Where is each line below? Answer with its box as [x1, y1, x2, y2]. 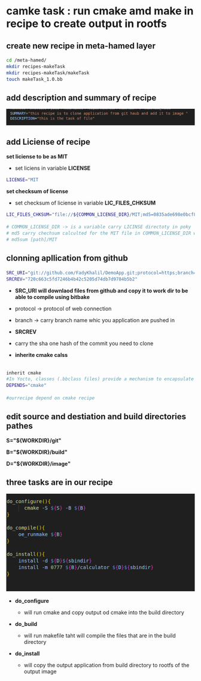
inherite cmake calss [14, 351, 68, 358]
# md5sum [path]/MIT [6, 237, 58, 243]
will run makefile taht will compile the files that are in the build [23, 632, 176, 639]
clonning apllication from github [6, 253, 129, 264]
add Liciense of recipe [6, 137, 91, 147]
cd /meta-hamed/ [6, 57, 47, 63]
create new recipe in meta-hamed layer [6, 41, 156, 51]
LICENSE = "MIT [6, 176, 39, 183]
